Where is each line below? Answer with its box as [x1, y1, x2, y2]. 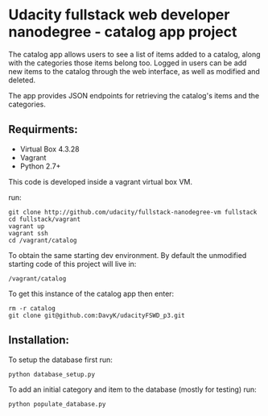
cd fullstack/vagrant [8, 215, 81, 223]
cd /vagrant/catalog [8, 236, 78, 244]
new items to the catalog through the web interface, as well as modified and [8, 66, 260, 76]
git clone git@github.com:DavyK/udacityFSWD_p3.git [8, 311, 185, 319]
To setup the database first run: [8, 355, 113, 364]
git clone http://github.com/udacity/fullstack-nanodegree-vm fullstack [8, 208, 258, 216]
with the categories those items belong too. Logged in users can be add [8, 58, 247, 68]
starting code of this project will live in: [8, 259, 137, 268]
